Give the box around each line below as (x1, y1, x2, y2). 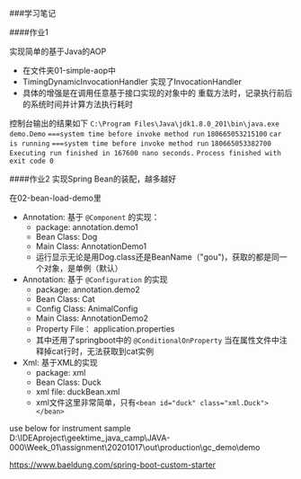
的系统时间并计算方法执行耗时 (22, 99, 133, 110)
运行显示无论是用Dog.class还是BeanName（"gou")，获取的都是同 (35, 252, 280, 262)
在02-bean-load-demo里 (9, 192, 102, 203)
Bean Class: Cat (35, 294, 96, 304)
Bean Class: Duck (35, 377, 102, 387)
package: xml (35, 368, 86, 377)
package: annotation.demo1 (35, 222, 139, 232)
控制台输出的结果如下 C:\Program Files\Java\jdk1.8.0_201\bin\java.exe (9, 118, 280, 129)
